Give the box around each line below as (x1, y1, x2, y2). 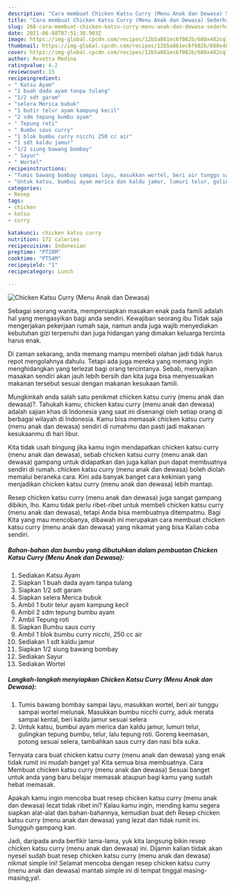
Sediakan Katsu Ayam (17, 571, 81, 579)
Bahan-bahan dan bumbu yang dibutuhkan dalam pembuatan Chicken (8, 546, 218, 554)
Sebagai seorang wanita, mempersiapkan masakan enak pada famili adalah (8, 306, 224, 315)
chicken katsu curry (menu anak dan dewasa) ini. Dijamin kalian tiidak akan (8, 844, 223, 852)
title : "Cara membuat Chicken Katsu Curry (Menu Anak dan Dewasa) (8, 17, 204, 24)
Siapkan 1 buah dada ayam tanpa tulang (17, 578, 133, 587)
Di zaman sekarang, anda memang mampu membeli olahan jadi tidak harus (8, 349, 223, 358)
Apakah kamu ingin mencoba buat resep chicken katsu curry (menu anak (8, 793, 217, 802)
